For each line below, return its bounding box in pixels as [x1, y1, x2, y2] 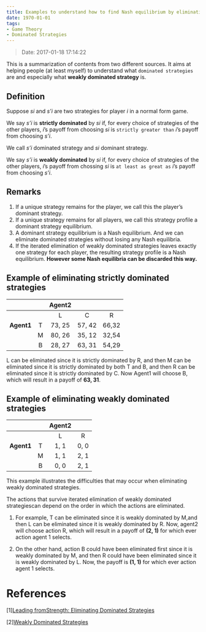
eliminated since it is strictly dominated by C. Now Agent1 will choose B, [6, 369, 188, 377]
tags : [6, 20, 20, 26]
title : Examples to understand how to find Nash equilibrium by [6, 9, 174, 15]
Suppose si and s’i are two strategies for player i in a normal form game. [6, 107, 189, 115]
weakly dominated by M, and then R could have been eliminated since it [15, 552, 197, 559]
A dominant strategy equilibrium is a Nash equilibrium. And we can [15, 229, 184, 236]
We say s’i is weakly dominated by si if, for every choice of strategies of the [6, 156, 199, 163]
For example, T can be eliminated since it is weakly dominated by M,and [15, 514, 197, 521]
